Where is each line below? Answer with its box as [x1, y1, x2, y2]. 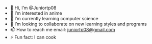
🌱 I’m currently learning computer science [10, 16, 98, 21]
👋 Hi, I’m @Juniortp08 [10, 5, 57, 11]
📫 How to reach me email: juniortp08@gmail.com [10, 27, 115, 32]
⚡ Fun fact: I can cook [10, 34, 56, 40]
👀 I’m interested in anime [10, 10, 62, 16]
